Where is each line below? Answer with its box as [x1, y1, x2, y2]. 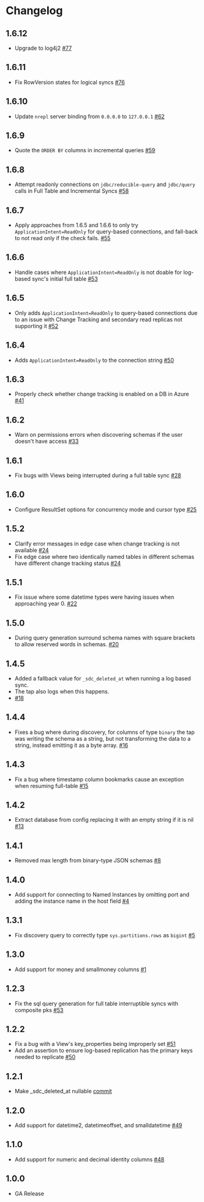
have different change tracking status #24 [14, 560, 121, 567]
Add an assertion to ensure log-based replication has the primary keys [14, 1047, 193, 1054]
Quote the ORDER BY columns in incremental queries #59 [14, 147, 156, 154]
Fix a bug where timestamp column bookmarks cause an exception [14, 775, 184, 783]
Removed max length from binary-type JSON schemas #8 [14, 857, 161, 864]
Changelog [6, 4, 63, 18]
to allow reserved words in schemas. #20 [14, 641, 119, 648]
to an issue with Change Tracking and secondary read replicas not [14, 316, 183, 323]
